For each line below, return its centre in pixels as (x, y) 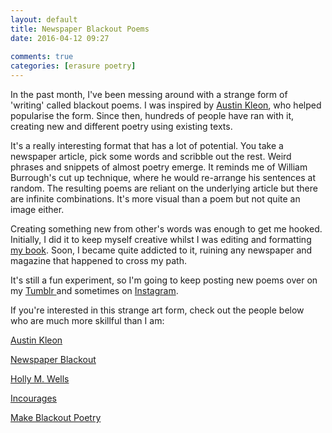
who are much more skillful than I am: (87, 320)
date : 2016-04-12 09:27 (60, 38)
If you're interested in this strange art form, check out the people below (157, 310)
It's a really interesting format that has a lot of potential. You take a (147, 145)
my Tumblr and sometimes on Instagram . (94, 290)
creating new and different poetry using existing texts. (121, 126)
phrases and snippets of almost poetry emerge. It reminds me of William (159, 167)
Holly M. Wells (40, 379)
